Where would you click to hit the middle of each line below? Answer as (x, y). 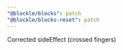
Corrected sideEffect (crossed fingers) (62, 39)
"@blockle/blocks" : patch (44, 13)
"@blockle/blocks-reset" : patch (53, 20)
